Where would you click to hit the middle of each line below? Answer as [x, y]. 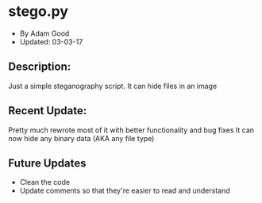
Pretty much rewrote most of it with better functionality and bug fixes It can [131, 130]
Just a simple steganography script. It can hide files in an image [113, 86]
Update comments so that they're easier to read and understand [125, 191]
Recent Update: [48, 111]
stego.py [39, 11]
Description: [40, 67]
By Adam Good [44, 33]
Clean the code [44, 182]
